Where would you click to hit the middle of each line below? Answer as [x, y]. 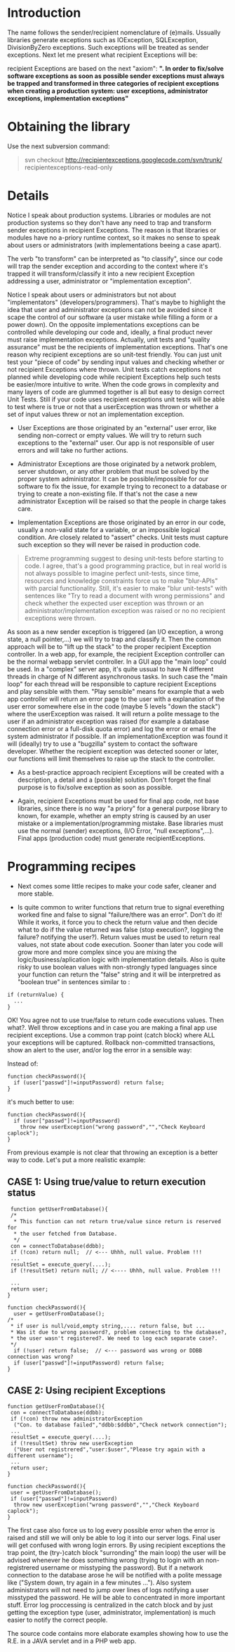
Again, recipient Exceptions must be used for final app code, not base [118, 801]
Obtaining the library [69, 127]
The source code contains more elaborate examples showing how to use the [118, 1634]
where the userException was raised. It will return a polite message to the [113, 714]
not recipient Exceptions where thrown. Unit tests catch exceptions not [110, 369]
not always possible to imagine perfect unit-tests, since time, [113, 573]
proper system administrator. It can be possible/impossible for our [113, 479]
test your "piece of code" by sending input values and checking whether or [116, 362]
